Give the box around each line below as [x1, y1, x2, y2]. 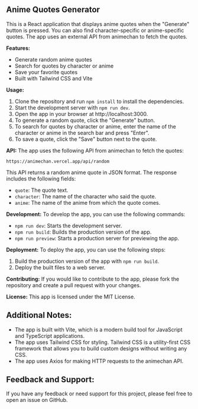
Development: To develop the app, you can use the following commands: [6, 210, 186, 218]
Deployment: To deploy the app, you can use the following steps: [6, 246, 166, 253]
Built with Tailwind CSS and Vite [14, 75, 93, 82]
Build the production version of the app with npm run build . [14, 257, 160, 265]
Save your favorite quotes [14, 68, 78, 76]
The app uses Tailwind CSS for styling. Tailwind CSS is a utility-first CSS [14, 339, 191, 346]
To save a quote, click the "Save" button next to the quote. [14, 136, 157, 143]
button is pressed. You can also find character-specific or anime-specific [6, 27, 184, 34]
